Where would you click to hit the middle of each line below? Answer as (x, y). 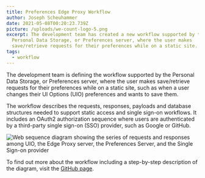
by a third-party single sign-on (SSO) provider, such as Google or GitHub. (99, 125)
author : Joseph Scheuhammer (42, 18)
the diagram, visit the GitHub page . (50, 168)
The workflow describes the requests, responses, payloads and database (99, 106)
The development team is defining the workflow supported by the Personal (100, 74)
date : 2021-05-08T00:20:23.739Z (47, 23)
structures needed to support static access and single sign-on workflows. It (102, 112)
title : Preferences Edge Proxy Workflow (59, 12)
